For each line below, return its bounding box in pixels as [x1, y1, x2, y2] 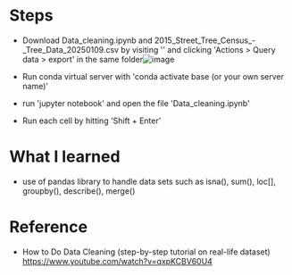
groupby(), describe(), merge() [21, 185, 136, 196]
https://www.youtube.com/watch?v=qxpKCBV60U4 [21, 255, 213, 266]
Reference [9, 217, 88, 237]
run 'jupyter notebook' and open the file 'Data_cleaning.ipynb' [21, 97, 250, 108]
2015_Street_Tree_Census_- [154, 35, 256, 46]
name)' [21, 80, 49, 91]
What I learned [9, 146, 121, 167]
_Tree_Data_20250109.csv [21, 44, 119, 54]
